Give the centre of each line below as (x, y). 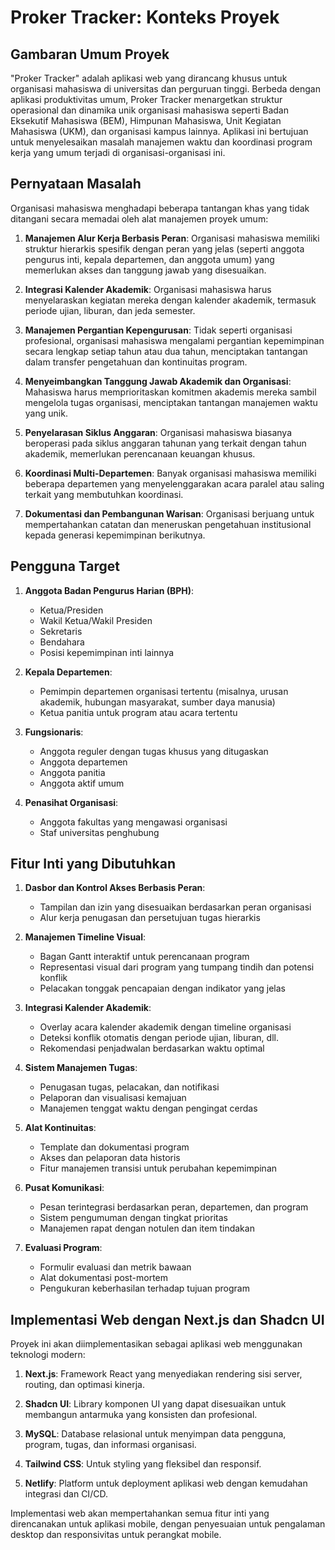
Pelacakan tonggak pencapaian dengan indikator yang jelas (162, 988)
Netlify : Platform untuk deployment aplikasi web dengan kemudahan (166, 1483)
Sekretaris (61, 631)
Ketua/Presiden (71, 610)
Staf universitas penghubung (99, 832)
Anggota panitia (72, 772)
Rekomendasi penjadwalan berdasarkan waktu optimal (152, 1048)
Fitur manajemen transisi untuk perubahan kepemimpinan (158, 1168)
